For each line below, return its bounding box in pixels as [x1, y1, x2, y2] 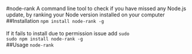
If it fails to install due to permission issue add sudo [6, 30, 130, 37]
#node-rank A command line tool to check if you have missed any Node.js [6, 5, 187, 12]
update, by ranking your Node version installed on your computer [6, 11, 165, 18]
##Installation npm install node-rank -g [6, 18, 105, 24]
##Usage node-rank [6, 41, 54, 48]
